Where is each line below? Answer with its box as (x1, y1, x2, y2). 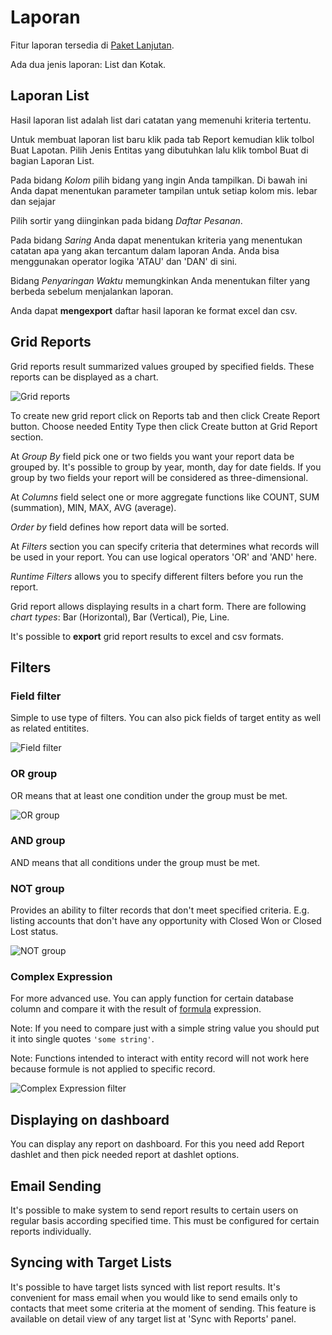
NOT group (10, 881, 65, 895)
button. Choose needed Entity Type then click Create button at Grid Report (10, 420, 318, 432)
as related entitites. (10, 722, 90, 735)
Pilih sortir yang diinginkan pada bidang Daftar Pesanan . (10, 214, 243, 226)
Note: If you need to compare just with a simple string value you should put (10, 1022, 320, 1035)
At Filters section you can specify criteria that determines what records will (10, 540, 320, 552)
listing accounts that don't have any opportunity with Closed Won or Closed (10, 915, 322, 927)
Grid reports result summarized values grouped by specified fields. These (10, 360, 315, 372)
